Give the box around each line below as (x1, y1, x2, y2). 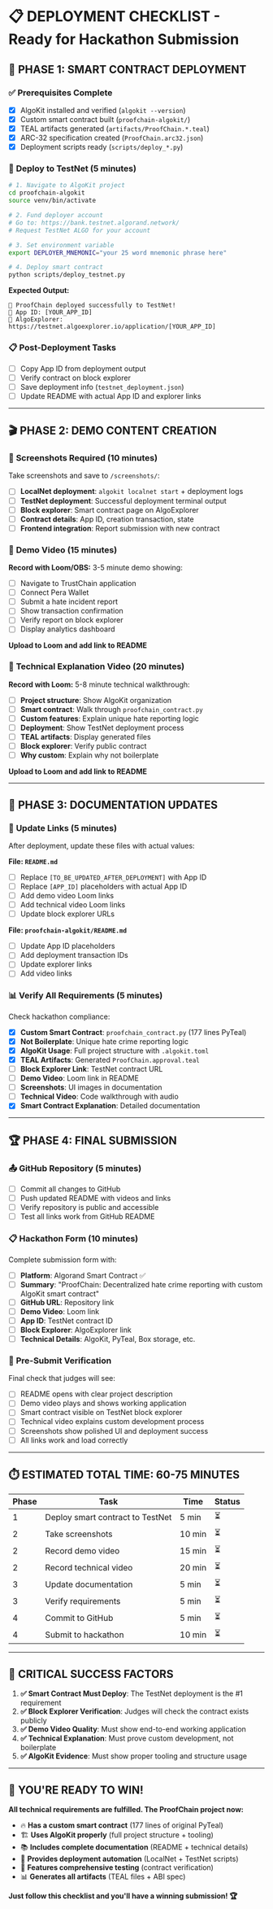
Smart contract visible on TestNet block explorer (19, 1408, 183, 1418)
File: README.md (8, 856, 58, 866)
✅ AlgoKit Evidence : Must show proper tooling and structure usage (19, 1751, 248, 1761)
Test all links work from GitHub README (19, 1212, 155, 1221)
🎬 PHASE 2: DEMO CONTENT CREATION (8, 424, 217, 438)
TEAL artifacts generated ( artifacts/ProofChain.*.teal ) (19, 124, 210, 133)
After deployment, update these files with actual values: (8, 841, 195, 850)
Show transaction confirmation (19, 606, 123, 616)
